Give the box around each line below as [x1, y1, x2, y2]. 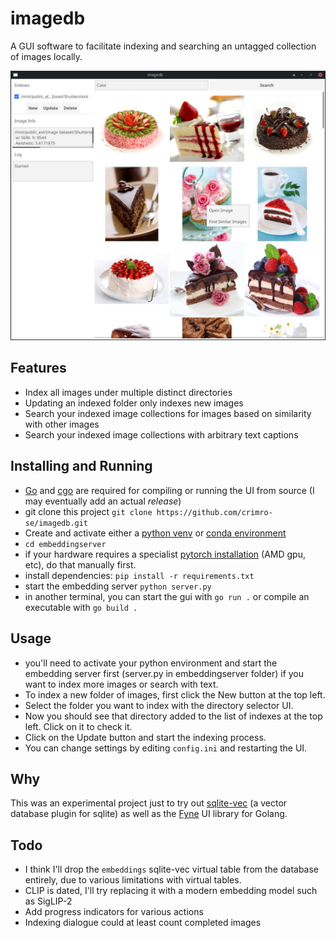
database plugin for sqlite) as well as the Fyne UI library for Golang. [10, 808, 288, 820]
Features [10, 360, 67, 377]
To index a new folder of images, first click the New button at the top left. [24, 688, 326, 701]
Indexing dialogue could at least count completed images [24, 917, 262, 929]
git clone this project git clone [24, 505, 153, 517]
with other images [24, 418, 100, 430]
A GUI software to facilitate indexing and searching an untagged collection [10, 40, 317, 52]
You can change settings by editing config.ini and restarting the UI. [24, 742, 308, 754]
